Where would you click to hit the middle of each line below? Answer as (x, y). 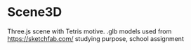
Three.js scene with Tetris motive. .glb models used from (90, 31)
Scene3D (34, 12)
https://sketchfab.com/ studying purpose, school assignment (95, 38)
